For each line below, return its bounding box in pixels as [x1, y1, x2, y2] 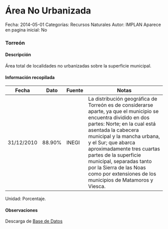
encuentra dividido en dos [88, 114, 150, 121]
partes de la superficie [88, 151, 141, 158]
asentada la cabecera [88, 126, 139, 133]
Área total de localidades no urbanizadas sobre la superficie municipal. [5, 63, 151, 69]
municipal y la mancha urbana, [88, 133, 160, 140]
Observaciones [5, 207, 38, 213]
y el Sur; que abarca [88, 139, 135, 146]
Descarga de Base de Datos [5, 218, 63, 224]
